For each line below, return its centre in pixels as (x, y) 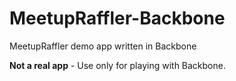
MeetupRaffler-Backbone (117, 18)
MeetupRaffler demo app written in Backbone (103, 46)
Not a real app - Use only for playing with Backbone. (117, 65)
